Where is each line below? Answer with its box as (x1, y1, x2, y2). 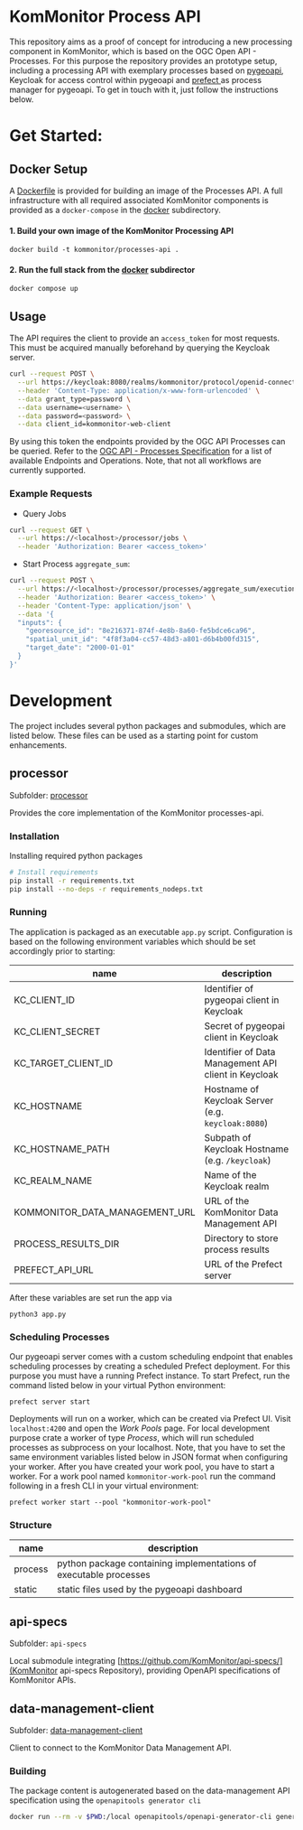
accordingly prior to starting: (9, 946, 115, 957)
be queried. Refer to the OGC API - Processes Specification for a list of (9, 445, 272, 457)
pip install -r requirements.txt (9, 876, 135, 885)
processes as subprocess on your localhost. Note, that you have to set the (9, 1443, 286, 1453)
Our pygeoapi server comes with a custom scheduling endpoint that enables (9, 1351, 293, 1362)
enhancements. (9, 739, 68, 751)
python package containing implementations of (57, 1557, 257, 1570)
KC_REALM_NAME (14, 1174, 93, 1187)
